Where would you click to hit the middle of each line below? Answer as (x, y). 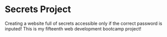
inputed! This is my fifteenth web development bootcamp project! (73, 28)
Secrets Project (38, 9)
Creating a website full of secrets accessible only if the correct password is (83, 23)
